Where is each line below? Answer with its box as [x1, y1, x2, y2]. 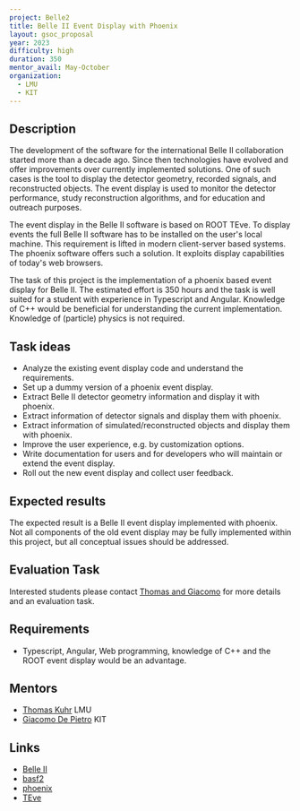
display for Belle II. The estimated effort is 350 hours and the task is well [9, 284, 276, 296]
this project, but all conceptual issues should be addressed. [9, 536, 229, 547]
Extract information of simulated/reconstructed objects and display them [21, 420, 291, 431]
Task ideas [9, 339, 72, 354]
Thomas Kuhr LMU [21, 704, 92, 715]
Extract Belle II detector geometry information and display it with [21, 392, 260, 402]
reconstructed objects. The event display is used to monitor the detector [9, 183, 277, 194]
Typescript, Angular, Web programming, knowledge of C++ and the [21, 645, 271, 656]
